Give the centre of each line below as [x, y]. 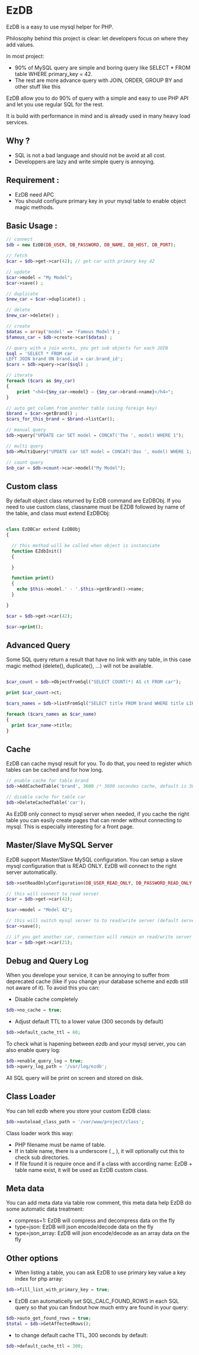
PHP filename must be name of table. [60, 1145]
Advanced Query [38, 645]
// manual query [26, 430]
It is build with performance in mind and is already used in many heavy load [98, 116]
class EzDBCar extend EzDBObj [44, 529]
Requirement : [33, 180]
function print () [33, 578]
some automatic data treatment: [45, 1209]
